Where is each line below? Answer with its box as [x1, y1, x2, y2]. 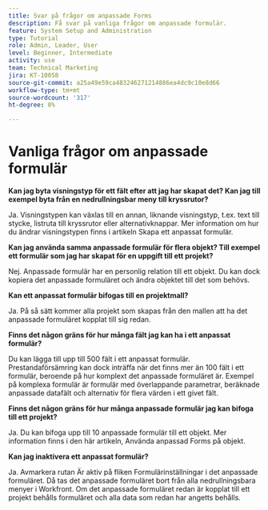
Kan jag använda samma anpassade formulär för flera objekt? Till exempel [8, 243, 261, 252]
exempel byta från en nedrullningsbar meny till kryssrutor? [8, 195, 209, 204]
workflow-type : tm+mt [8, 86, 81, 94]
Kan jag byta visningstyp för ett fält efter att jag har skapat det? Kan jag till [8, 186, 261, 196]
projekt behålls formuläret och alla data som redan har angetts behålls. [8, 493, 242, 503]
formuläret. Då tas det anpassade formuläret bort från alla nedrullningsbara [8, 476, 256, 485]
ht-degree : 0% [8, 101, 56, 109]
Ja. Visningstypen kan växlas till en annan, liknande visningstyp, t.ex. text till [8, 210, 260, 220]
